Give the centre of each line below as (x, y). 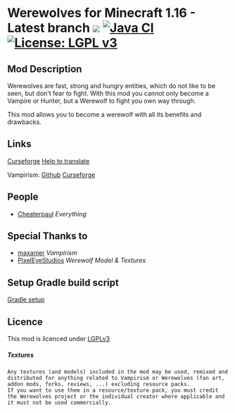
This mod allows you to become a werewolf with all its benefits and (104, 115)
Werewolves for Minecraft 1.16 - (102, 13)
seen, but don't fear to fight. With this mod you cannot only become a (108, 93)
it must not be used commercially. (59, 403)
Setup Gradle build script (63, 282)
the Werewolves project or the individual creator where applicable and (116, 397)
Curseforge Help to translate (49, 161)
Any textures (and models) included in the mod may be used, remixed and (118, 372)
